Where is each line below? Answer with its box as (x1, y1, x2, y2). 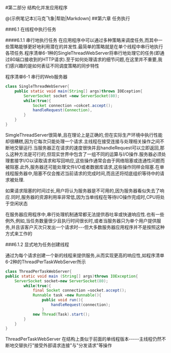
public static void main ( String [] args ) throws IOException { (5, 274, 138, 279)
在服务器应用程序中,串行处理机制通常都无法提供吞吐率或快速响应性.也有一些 (5, 211, 165, 217)
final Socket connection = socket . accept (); (32, 288, 127, 293)
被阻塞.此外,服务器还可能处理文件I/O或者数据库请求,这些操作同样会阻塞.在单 (5, 163, 164, 170)
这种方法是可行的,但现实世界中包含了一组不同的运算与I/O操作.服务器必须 (9, 151, 162, 157)
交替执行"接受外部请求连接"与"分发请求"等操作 (14, 342, 112, 348)
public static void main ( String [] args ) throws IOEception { (14, 89, 143, 94)
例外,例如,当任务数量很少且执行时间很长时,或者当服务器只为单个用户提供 (5, 217, 157, 224)
